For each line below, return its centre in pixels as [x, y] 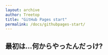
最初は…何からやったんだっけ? [54, 46]
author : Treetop [22, 15]
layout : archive [22, 10]
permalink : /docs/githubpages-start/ [45, 24]
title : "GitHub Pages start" [36, 19]
